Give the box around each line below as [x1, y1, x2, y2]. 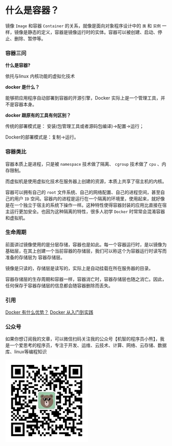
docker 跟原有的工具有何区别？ [5, 112, 71, 119]
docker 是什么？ [5, 84, 40, 90]
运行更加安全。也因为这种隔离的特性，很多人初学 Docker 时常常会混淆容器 [9, 208, 165, 215]
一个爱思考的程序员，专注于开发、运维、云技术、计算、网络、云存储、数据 [9, 342, 167, 348]
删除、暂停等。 [14, 35, 46, 42]
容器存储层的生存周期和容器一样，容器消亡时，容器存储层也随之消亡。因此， [5, 276, 167, 282]
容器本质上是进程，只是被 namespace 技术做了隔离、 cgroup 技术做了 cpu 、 [5, 161, 162, 167]
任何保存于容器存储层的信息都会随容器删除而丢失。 [5, 282, 113, 288]
